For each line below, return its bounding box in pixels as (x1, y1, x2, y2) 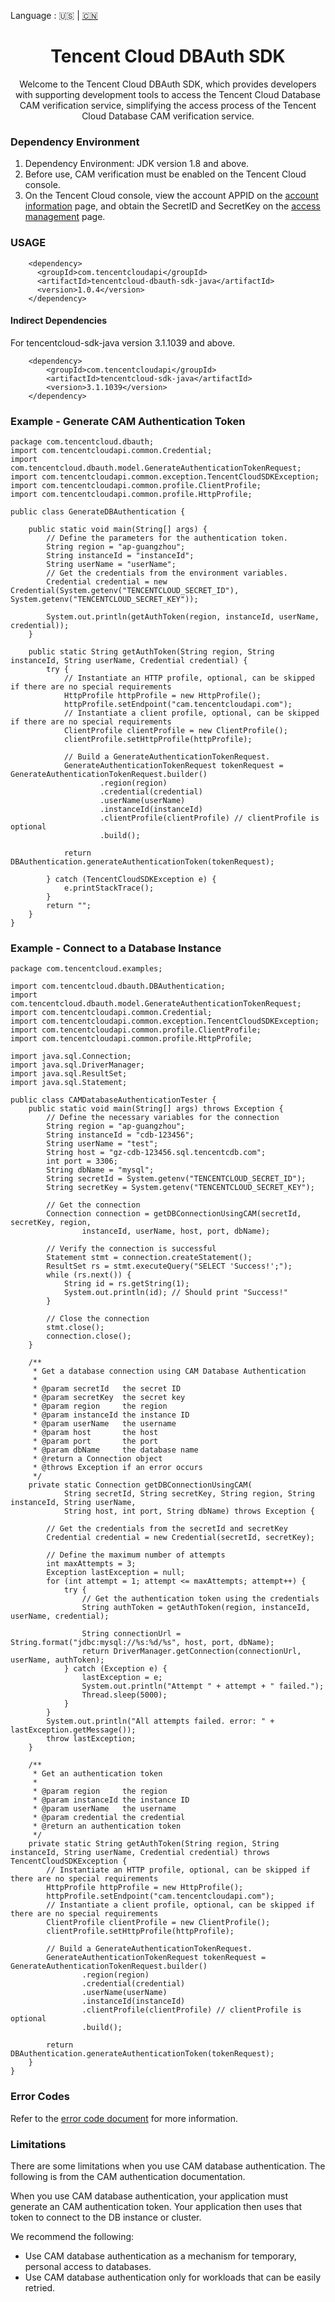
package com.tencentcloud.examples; (10, 964, 163, 974)
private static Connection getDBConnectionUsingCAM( (28, 1480, 253, 1490)
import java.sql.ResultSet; (10, 1069, 128, 1079)
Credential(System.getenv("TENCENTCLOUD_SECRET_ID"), (10, 586, 240, 596)
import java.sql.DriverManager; (10, 1060, 145, 1070)
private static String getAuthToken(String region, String (28, 1839, 280, 1849)
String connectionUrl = (81, 1629, 182, 1639)
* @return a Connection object (32, 1454, 163, 1464)
